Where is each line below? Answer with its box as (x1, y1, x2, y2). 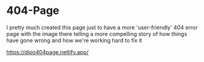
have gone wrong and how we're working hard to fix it (6, 36, 142, 44)
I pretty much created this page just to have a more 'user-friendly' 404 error (6, 24, 199, 31)
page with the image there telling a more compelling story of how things (6, 30, 188, 37)
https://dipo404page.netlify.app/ (6, 48, 89, 55)
